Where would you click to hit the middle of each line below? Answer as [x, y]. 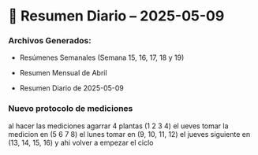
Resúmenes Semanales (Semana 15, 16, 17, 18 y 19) [102, 57]
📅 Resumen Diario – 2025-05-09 [116, 16]
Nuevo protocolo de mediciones [71, 109]
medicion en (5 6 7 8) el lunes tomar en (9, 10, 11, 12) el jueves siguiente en [129, 134]
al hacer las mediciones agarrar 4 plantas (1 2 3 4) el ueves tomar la [118, 126]
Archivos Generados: [50, 41]
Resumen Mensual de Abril [64, 73]
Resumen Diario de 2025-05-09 [71, 88]
